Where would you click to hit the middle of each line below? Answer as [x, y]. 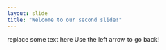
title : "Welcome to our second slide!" [65, 20]
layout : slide [28, 13]
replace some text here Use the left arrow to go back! [83, 39]
